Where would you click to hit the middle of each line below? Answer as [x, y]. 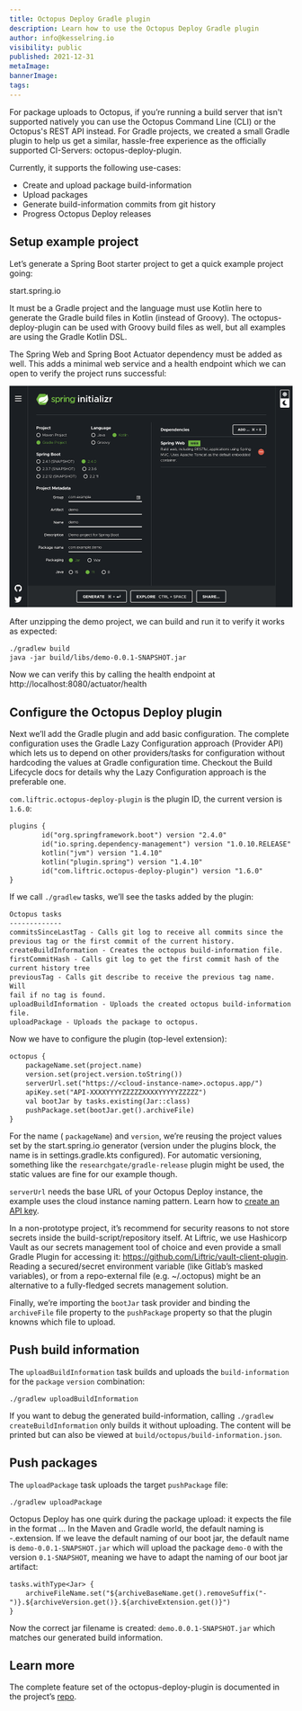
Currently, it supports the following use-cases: [95, 167]
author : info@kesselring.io [62, 38]
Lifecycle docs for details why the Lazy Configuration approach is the [138, 772]
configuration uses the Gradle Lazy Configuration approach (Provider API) [147, 743]
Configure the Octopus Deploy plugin [116, 712]
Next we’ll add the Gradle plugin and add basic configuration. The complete [149, 734]
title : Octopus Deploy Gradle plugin [80, 19]
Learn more [42, 1666]
